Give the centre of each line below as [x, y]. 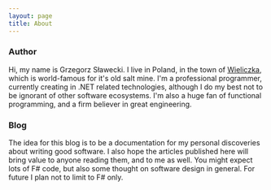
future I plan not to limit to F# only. [66, 177]
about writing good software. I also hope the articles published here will [129, 152]
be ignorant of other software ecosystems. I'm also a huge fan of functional [135, 95]
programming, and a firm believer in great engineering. [101, 104]
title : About [31, 24]
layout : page [31, 16]
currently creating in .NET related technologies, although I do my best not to [135, 87]
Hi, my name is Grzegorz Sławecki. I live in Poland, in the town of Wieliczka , [135, 69]
